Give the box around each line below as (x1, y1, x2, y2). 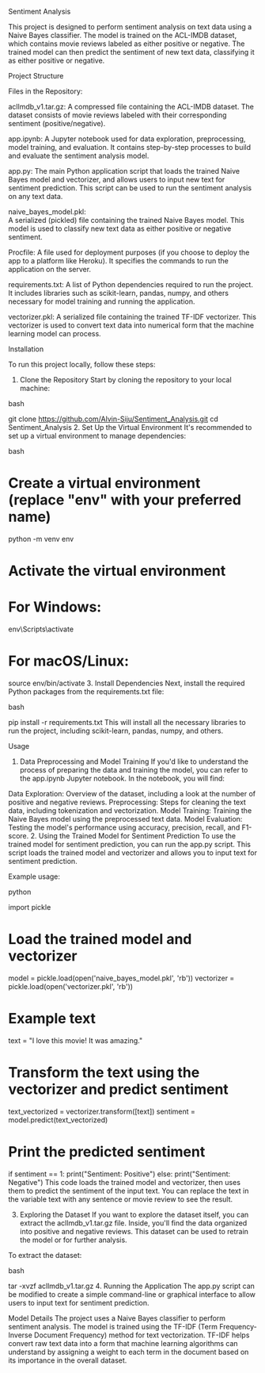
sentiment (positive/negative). (8, 119, 106, 128)
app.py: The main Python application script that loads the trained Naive (8, 167, 240, 175)
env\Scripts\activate (8, 624, 74, 634)
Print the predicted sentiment (8, 1143, 206, 1160)
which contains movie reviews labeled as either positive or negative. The (8, 39, 245, 48)
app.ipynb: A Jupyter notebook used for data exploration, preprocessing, (8, 134, 246, 144)
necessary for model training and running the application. (8, 297, 195, 306)
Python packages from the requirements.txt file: (8, 687, 165, 696)
